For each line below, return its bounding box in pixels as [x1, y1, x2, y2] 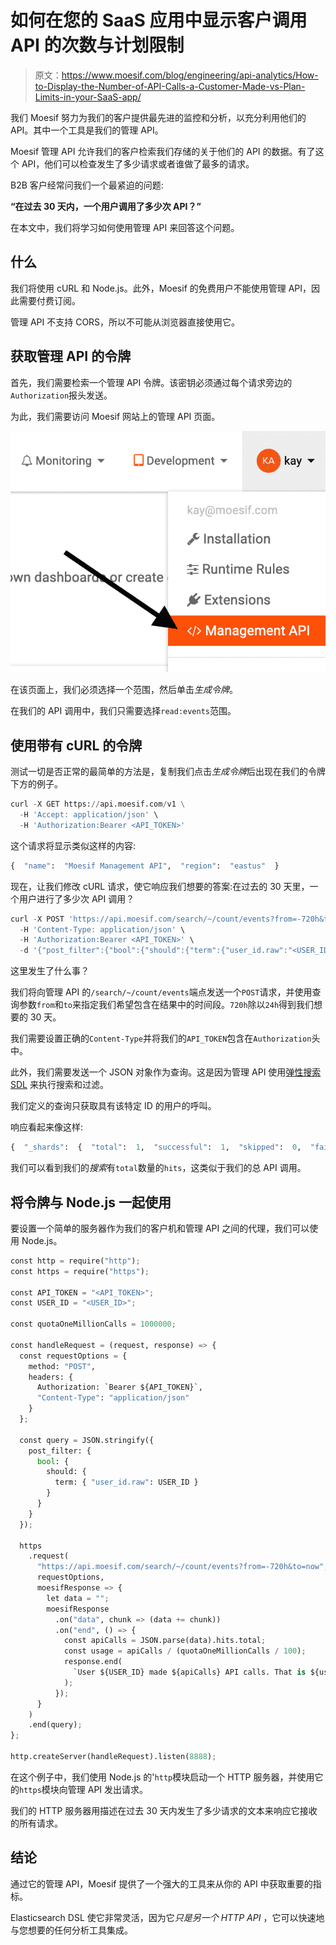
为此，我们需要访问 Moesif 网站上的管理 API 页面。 [10, 410, 221, 422]
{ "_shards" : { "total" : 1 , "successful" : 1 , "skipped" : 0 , [10, 1142, 302, 1153]
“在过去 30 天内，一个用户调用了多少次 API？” [10, 200, 202, 212]
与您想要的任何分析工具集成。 [10, 1924, 133, 1936]
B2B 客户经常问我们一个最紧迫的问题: [10, 179, 164, 191]
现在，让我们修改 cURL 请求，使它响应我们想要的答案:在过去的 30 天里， [10, 880, 310, 892]
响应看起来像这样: [10, 1121, 84, 1133]
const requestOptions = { [19, 1351, 128, 1361]
